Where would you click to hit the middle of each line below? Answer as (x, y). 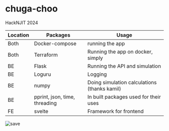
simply (95, 58)
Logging (97, 74)
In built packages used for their (124, 97)
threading (45, 103)
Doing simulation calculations (122, 82)
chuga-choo (31, 9)
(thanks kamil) (104, 88)
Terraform (46, 55)
